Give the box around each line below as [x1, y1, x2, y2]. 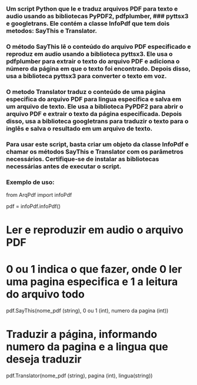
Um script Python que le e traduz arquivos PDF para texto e [6, 5, 178, 13]
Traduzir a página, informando [6, 328, 158, 341]
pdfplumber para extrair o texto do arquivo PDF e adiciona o [6, 57, 180, 65]
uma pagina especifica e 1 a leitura [6, 275, 178, 289]
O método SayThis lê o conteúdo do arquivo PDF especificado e [6, 42, 191, 51]
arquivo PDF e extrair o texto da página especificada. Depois [6, 109, 182, 118]
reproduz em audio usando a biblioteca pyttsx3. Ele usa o [6, 49, 173, 58]
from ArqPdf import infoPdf [6, 191, 72, 198]
